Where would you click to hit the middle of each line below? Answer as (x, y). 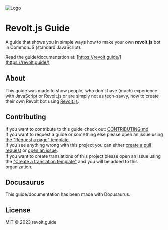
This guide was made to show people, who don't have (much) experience (81, 90)
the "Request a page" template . (38, 140)
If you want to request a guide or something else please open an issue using (84, 134)
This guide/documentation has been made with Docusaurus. (68, 194)
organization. (19, 167)
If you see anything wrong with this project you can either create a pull (78, 145)
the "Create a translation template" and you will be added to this (72, 161)
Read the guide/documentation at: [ (42, 57)
